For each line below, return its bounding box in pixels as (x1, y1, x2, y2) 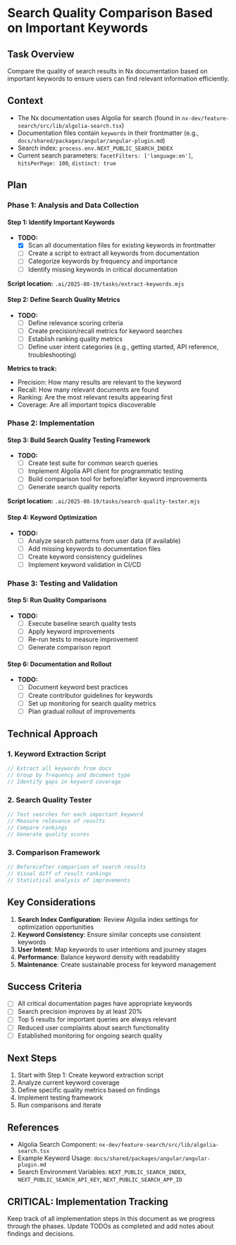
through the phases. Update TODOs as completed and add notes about (7, 1222, 214, 1231)
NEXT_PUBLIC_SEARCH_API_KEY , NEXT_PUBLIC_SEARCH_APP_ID (17, 1175, 182, 1183)
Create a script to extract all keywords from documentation (27, 249, 199, 257)
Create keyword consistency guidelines (27, 552, 143, 561)
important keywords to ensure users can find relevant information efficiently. (7, 74, 230, 83)
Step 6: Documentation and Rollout (7, 660, 112, 668)
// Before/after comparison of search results (7, 864, 147, 871)
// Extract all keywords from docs (7, 765, 112, 772)
